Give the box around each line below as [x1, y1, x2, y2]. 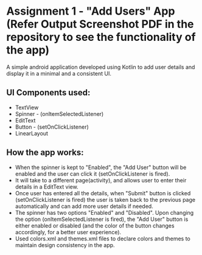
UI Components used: [6, 87, 91, 98]
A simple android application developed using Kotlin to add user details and [6, 63, 195, 71]
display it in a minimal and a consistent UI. [6, 70, 111, 77]
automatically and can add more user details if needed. [15, 203, 153, 210]
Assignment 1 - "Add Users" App [6, 4, 175, 18]
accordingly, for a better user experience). [15, 228, 122, 235]
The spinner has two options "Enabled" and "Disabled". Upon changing [15, 209, 194, 216]
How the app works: [6, 148, 84, 158]
